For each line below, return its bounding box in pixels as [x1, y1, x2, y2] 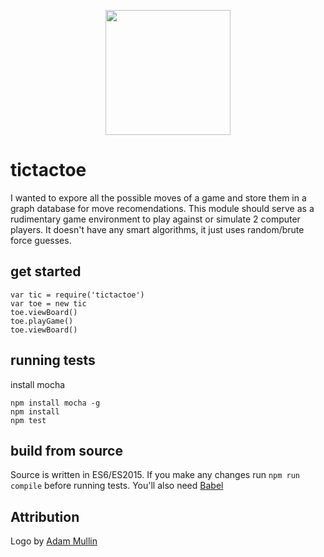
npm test [10, 415, 47, 425]
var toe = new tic [10, 298, 87, 309]
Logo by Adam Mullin [10, 535, 98, 547]
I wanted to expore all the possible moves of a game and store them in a [10, 191, 307, 204]
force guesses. [10, 234, 72, 246]
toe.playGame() [10, 316, 74, 326]
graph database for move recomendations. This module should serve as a [10, 202, 315, 214]
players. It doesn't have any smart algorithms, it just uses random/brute [10, 223, 305, 235]
